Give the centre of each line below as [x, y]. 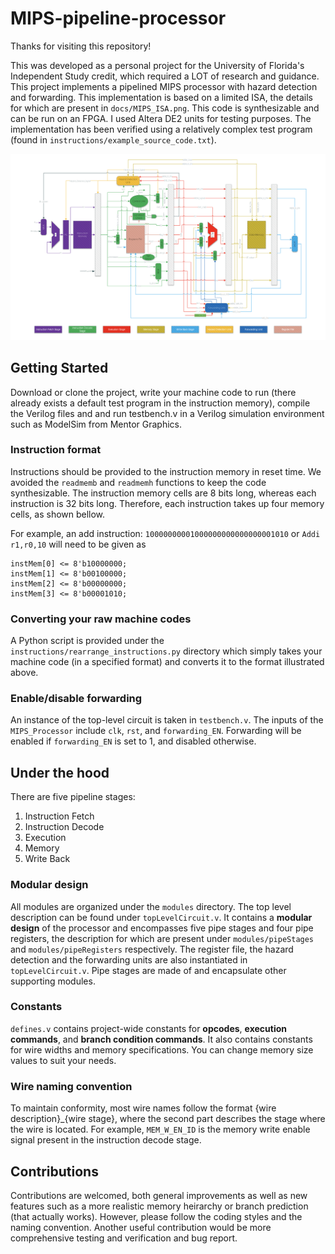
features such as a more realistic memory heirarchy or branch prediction [159, 1206]
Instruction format [56, 450]
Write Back [47, 859]
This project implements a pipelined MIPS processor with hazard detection [164, 86]
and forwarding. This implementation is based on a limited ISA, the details [161, 97]
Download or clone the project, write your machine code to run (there [153, 392]
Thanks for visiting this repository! [81, 46]
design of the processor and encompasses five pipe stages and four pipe [162, 928]
